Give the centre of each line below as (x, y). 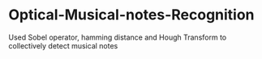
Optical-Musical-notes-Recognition (131, 15)
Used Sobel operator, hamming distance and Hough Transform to (118, 37)
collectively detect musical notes (63, 45)
